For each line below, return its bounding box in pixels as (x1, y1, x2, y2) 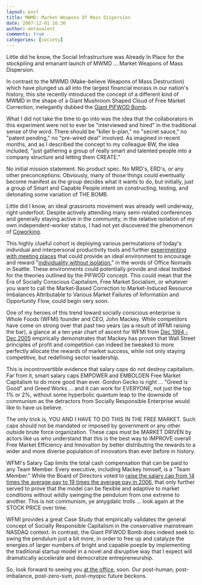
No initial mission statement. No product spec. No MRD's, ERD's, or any (6, 165, 184, 172)
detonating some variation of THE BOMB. (6, 191, 109, 198)
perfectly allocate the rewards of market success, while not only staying (6, 348, 186, 354)
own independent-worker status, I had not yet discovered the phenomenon (6, 222, 193, 229)
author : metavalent (6, 25, 55, 32)
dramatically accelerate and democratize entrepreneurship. (6, 554, 154, 561)
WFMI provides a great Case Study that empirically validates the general (6, 516, 186, 523)
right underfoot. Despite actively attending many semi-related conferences (6, 209, 192, 216)
